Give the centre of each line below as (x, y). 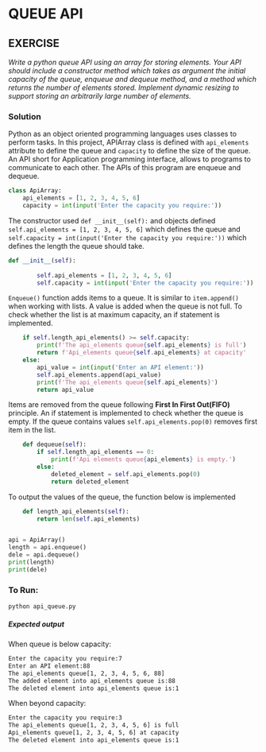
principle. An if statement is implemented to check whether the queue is (126, 413)
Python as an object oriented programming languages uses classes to (122, 134)
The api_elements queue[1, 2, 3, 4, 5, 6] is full (94, 725)
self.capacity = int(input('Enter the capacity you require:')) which (128, 237)
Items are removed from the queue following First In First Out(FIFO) (119, 405)
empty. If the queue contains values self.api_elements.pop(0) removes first (133, 421)
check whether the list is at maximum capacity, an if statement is (114, 315)
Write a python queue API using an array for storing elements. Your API (125, 62)
